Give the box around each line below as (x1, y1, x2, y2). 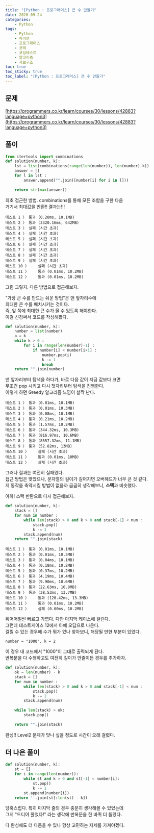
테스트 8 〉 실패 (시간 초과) (5, 253, 59, 258)
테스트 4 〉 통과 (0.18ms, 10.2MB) (5, 563, 75, 568)
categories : (5, 17, 31, 22)
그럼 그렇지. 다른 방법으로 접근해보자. (5, 284, 79, 290)
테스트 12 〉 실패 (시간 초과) (5, 460, 68, 465)
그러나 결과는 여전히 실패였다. (5, 470, 64, 476)
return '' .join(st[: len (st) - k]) (14, 795, 88, 800)
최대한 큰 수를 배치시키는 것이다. (5, 301, 70, 307)
